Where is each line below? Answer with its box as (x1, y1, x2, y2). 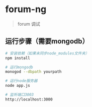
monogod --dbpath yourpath (5, 69, 62, 74)
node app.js (5, 83, 30, 88)
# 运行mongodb (5, 65, 34, 70)
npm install (5, 56, 30, 61)
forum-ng (5, 4, 47, 15)
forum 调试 (17, 21, 40, 27)
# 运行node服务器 (5, 78, 38, 84)
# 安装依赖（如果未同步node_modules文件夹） (5, 50, 89, 56)
